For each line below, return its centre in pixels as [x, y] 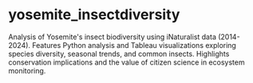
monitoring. [27, 70]
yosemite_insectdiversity [94, 15]
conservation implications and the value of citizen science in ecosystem [126, 62]
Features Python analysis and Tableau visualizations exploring [134, 45]
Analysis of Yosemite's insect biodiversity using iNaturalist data [113, 37]
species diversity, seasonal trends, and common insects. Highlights [119, 53]
